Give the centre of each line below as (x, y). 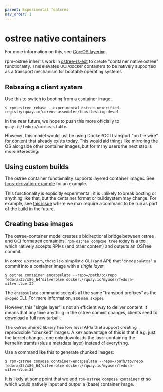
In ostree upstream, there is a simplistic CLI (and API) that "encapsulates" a (81, 261)
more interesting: (22, 152)
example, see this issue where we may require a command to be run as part (81, 204)
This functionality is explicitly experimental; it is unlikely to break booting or (81, 193)
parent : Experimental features (37, 10)
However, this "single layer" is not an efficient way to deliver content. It (76, 307)
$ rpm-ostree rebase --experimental (42, 108)
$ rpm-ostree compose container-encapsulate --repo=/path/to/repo (74, 361)
